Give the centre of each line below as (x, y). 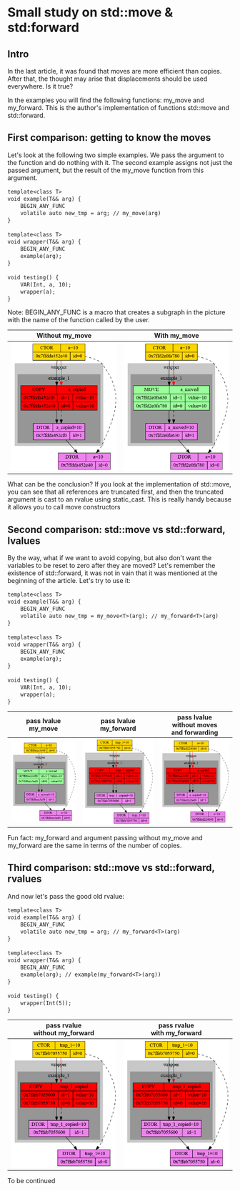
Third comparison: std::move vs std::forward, (111, 868)
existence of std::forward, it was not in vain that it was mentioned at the (112, 573)
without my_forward (64, 1033)
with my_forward (176, 1033)
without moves (195, 724)
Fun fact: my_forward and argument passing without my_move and (105, 838)
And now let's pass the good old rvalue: (66, 896)
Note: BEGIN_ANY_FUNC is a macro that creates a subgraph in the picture (116, 312)
